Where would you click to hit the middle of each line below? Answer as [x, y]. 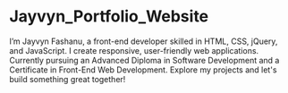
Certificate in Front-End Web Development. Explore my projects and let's [143, 70]
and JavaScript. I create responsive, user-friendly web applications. [134, 50]
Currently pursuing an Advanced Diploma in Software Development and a [144, 60]
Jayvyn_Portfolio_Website [109, 17]
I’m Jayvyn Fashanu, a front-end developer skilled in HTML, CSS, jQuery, [144, 41]
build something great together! [68, 79]
